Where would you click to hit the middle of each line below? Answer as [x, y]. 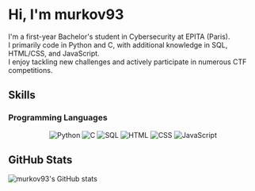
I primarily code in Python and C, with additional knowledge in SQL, [118, 44]
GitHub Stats [40, 160]
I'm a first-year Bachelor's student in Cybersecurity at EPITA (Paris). [119, 36]
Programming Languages [58, 118]
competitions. [30, 70]
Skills [22, 95]
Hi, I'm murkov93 [66, 15]
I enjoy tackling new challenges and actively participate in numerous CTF [127, 62]
